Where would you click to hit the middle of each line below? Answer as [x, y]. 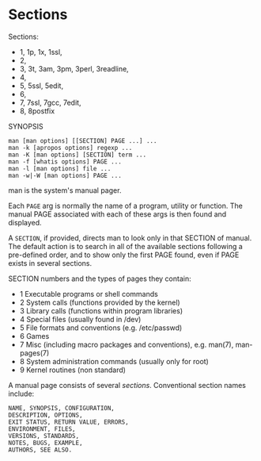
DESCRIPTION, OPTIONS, [45, 415]
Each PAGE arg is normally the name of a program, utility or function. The [125, 206]
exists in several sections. [50, 263]
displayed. [25, 222]
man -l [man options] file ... [60, 168]
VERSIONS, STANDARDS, [44, 436]
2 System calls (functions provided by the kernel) [100, 302]
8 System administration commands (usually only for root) [114, 361]
